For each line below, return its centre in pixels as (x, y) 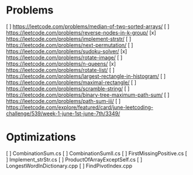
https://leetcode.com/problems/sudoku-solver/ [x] (67, 51)
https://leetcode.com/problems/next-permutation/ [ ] (70, 45)
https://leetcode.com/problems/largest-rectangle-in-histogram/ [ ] (86, 76)
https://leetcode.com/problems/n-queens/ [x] (61, 64)
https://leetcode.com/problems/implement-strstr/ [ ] (69, 39)
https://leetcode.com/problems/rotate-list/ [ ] (61, 70)
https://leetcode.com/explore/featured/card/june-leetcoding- (80, 107)
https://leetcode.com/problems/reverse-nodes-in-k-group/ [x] (81, 32)
